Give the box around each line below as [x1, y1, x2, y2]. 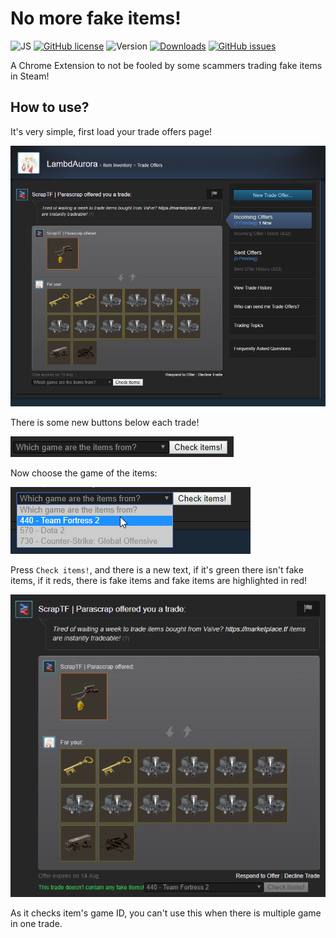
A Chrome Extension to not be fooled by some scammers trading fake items [10, 59, 323, 71]
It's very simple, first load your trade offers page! [10, 125, 213, 137]
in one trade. [10, 918, 63, 930]
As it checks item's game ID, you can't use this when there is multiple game [10, 907, 322, 919]
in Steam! [10, 70, 50, 82]
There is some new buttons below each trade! [10, 417, 200, 429]
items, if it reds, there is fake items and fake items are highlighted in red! [10, 575, 308, 587]
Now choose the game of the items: [10, 467, 158, 479]
